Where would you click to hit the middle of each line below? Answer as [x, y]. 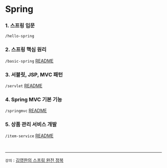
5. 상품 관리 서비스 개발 [31, 124]
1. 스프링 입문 [20, 26]
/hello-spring [20, 36]
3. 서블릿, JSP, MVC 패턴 [34, 75]
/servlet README [24, 86]
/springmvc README [26, 111]
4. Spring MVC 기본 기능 [34, 99]
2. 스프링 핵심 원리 [26, 50]
